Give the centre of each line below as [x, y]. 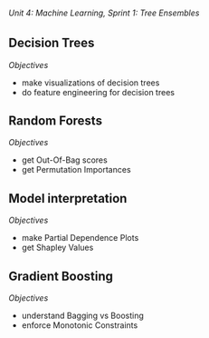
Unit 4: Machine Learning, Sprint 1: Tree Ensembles [104, 13]
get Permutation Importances [76, 170]
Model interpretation [68, 199]
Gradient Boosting [61, 276]
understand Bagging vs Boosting [82, 316]
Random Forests [56, 121]
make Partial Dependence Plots [80, 238]
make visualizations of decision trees [90, 83]
